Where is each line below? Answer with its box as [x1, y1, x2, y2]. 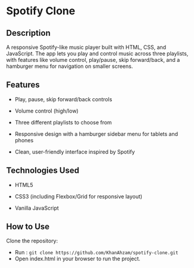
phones [14, 136, 34, 144]
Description [6, 28, 51, 38]
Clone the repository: [6, 237, 58, 245]
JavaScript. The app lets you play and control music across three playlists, [6, 50, 189, 57]
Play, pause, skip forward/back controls [14, 95, 112, 102]
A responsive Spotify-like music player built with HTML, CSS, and [6, 43, 167, 51]
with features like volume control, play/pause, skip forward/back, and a [6, 57, 180, 63]
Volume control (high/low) [14, 107, 79, 114]
